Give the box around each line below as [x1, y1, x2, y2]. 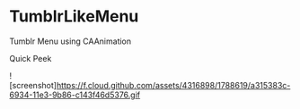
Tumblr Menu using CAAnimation [9, 36, 132, 46]
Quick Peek [9, 53, 52, 63]
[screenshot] [9, 80, 57, 90]
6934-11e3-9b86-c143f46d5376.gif [9, 89, 141, 100]
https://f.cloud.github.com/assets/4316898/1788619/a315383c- [56, 80, 291, 90]
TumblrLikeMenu [9, 6, 139, 27]
